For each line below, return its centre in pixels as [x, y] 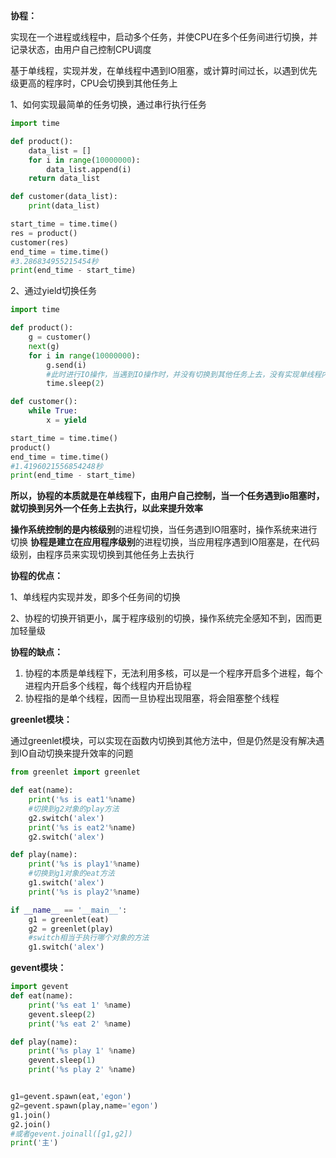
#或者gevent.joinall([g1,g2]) [71, 1134]
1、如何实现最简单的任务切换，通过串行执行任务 [108, 104]
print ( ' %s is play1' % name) [84, 864]
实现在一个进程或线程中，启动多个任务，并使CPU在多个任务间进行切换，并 [164, 37]
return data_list [64, 179]
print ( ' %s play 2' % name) [82, 1070]
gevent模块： [38, 968]
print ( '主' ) [34, 1143]
